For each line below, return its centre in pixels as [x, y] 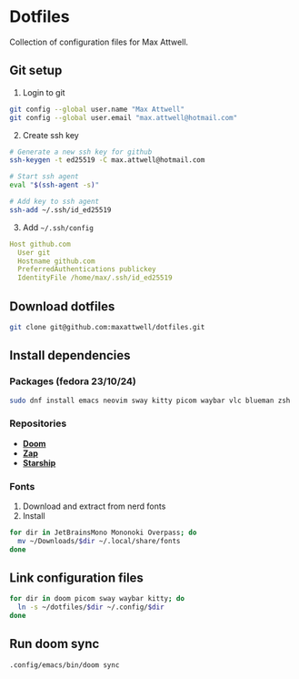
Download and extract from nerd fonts [94, 506]
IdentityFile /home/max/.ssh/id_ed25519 [95, 278]
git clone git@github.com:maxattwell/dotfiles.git [107, 327]
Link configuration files [76, 578]
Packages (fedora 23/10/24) [73, 381]
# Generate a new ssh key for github [81, 152]
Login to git [44, 92]
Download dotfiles [62, 306]
